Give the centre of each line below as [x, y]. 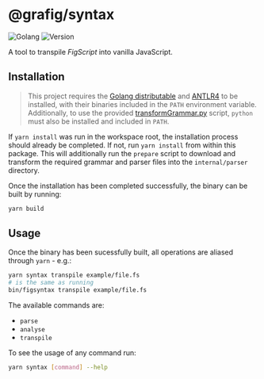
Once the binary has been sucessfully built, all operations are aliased [121, 252]
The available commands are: [56, 305]
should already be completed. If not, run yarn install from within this [122, 145]
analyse [32, 330]
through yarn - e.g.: [40, 261]
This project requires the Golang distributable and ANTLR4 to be [133, 96]
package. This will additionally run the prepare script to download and [122, 153]
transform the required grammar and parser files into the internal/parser [128, 162]
